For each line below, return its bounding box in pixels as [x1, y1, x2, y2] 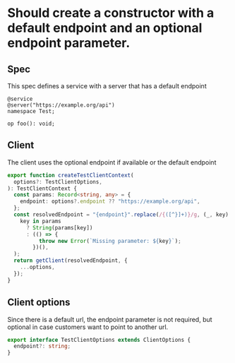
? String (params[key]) [25, 224, 93, 231]
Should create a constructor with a [7, 5, 215, 21]
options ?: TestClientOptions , [13, 178, 102, 185]
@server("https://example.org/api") [7, 102, 115, 109]
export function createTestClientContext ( [7, 172, 134, 179]
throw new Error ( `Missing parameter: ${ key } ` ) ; [38, 237, 181, 244]
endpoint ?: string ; [13, 343, 71, 350]
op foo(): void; [7, 120, 55, 127]
